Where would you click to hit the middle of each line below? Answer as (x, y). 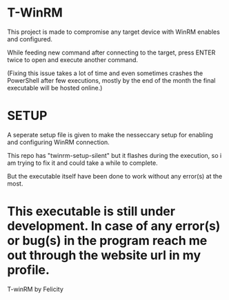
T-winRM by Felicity (36, 289)
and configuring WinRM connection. (59, 142)
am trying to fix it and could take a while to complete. (82, 163)
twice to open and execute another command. (73, 59)
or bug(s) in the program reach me (107, 241)
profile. (29, 270)
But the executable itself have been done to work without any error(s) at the (115, 176)
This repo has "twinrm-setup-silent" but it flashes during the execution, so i (114, 155)
